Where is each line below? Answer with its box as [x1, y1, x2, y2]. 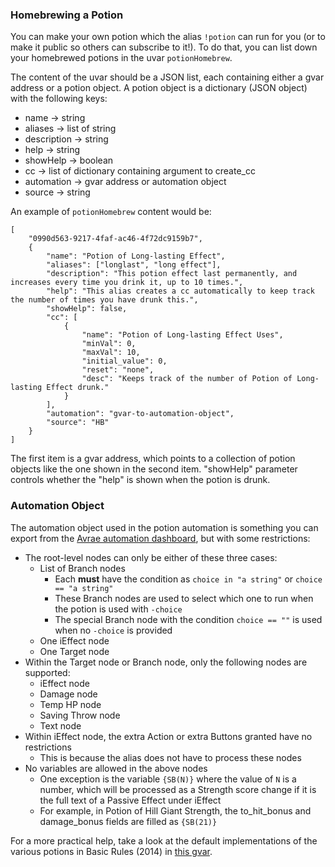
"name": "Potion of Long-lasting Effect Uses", [81, 330, 284, 340]
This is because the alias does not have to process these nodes [39, 751, 302, 763]
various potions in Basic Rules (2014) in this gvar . [10, 845, 213, 857]
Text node [39, 719, 82, 732]
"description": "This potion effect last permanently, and [46, 269, 298, 279]
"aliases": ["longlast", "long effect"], [46, 260, 222, 270]
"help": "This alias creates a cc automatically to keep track [46, 286, 315, 297]
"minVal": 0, [81, 339, 137, 349]
